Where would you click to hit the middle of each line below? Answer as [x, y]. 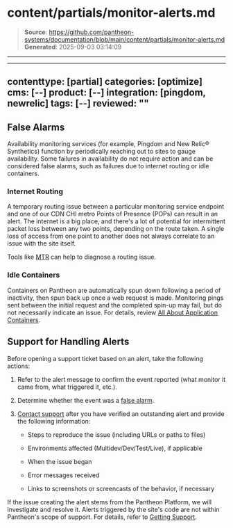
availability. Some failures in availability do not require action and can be [110, 159]
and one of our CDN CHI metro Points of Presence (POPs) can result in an [113, 214]
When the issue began [60, 461]
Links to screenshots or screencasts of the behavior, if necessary [121, 488]
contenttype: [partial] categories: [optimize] [105, 82]
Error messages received [63, 475]
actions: [18, 366]
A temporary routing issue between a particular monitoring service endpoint [116, 207]
